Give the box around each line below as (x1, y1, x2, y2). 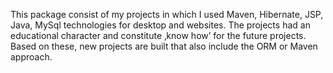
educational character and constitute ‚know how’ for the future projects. (10, 30, 307, 41)
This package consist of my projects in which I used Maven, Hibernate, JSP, (10, 9, 324, 20)
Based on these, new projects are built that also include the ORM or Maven (10, 40, 318, 52)
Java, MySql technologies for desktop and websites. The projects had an (10, 19, 311, 31)
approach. (10, 51, 53, 63)
